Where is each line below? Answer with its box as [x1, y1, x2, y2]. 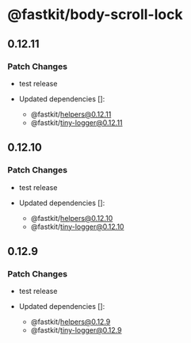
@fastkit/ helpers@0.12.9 [30, 317, 111, 326]
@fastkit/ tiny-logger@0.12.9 [30, 326, 122, 335]
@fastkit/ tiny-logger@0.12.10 [30, 222, 124, 231]
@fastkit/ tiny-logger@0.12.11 [30, 117, 124, 128]
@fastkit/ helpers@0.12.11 [30, 109, 112, 119]
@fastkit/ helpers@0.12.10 [30, 213, 113, 223]
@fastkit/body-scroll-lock [7, 6, 183, 24]
